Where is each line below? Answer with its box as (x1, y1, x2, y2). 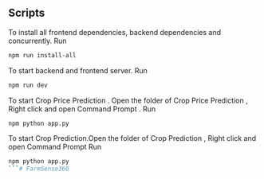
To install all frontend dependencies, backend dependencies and (8, 27, 222, 37)
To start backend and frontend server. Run (8, 65, 148, 75)
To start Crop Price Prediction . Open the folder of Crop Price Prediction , (8, 95, 249, 105)
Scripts (8, 6, 45, 20)
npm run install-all (8, 51, 77, 59)
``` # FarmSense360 (8, 165, 69, 173)
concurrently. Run (8, 36, 67, 45)
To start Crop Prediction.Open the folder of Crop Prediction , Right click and (8, 134, 257, 143)
